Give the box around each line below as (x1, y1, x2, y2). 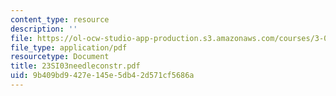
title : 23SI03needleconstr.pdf (10, 61, 141, 71)
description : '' (10, 24, 78, 34)
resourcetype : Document (10, 52, 110, 62)
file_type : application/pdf (10, 42, 128, 53)
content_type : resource (10, 14, 110, 25)
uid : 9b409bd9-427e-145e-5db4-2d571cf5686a (10, 71, 195, 81)
